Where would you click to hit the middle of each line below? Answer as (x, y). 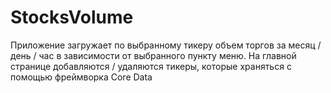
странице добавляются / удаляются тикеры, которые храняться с (151, 66)
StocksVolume (72, 17)
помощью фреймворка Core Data (81, 77)
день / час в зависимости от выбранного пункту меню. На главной (153, 55)
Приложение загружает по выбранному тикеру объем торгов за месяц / (166, 45)
